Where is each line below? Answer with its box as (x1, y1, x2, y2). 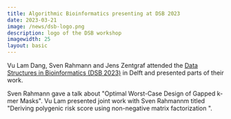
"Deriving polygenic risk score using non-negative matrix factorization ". (7, 104, 212, 112)
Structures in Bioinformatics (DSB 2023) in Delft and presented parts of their (7, 68, 224, 77)
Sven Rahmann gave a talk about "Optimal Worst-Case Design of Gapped (7, 89, 216, 98)
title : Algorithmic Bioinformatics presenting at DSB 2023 (7, 10, 181, 17)
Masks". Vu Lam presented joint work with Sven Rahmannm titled (19, 97, 205, 104)
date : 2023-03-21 (7, 17, 57, 24)
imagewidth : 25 (7, 36, 51, 43)
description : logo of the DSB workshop (7, 29, 122, 37)
